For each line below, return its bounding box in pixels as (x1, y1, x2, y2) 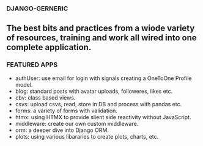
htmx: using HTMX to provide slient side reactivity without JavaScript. (15, 113, 191, 120)
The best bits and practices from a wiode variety (6, 23, 195, 34)
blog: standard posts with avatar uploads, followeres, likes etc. (15, 87, 173, 95)
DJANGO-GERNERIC (6, 4, 68, 13)
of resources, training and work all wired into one (6, 32, 197, 43)
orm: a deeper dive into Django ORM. (15, 126, 109, 134)
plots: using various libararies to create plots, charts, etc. (15, 133, 159, 140)
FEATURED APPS (6, 60, 58, 69)
